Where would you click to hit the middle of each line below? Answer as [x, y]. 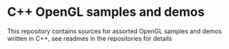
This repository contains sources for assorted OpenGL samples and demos [114, 31]
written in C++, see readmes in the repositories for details [90, 38]
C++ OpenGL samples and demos [106, 12]
